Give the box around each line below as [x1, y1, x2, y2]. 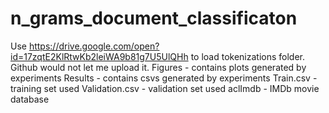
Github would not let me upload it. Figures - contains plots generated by [10, 61, 307, 73]
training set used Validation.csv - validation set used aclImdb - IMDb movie [10, 82, 320, 94]
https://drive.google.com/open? [28, 40, 160, 52]
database [10, 93, 50, 105]
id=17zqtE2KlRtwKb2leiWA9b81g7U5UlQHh [10, 50, 189, 62]
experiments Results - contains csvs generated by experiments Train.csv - [10, 72, 318, 84]
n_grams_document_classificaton [10, 7, 298, 30]
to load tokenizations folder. [190, 50, 306, 62]
